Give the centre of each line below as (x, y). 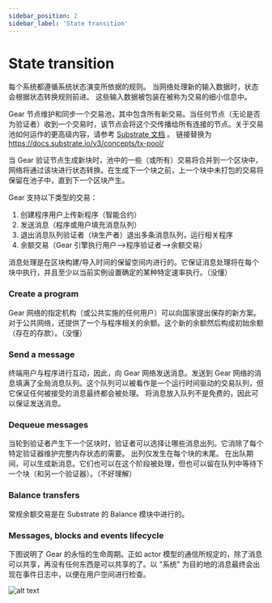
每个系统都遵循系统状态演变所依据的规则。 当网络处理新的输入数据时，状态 (134, 87)
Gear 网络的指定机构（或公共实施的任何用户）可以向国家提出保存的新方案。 (134, 312)
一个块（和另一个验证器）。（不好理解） (72, 473)
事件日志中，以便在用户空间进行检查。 (86, 574)
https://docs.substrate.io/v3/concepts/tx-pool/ (86, 143)
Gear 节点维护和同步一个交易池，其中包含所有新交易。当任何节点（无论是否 (134, 114)
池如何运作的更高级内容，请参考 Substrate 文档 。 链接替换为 (110, 134)
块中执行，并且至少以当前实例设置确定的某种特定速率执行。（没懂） (120, 273)
